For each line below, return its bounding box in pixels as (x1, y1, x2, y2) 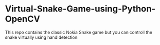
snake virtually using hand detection (5, 34, 78, 40)
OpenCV (5, 13, 40, 24)
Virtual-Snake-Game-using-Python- (5, 3, 156, 14)
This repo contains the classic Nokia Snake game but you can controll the (5, 29, 153, 35)
